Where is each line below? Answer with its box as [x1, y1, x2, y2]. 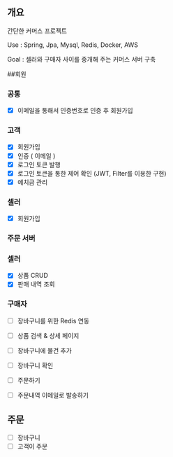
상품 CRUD [17, 272, 49, 280]
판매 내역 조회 [17, 280, 55, 288]
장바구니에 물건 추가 [17, 346, 72, 355]
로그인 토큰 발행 [17, 160, 61, 169]
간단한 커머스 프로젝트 [7, 27, 68, 35]
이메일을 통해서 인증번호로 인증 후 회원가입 [17, 106, 134, 115]
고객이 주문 [17, 442, 48, 451]
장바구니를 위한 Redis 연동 [17, 316, 89, 325]
